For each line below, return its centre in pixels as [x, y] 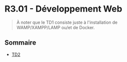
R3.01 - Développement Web [63, 9]
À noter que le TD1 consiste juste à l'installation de [67, 22]
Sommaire [20, 43]
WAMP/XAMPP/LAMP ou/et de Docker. [56, 27]
